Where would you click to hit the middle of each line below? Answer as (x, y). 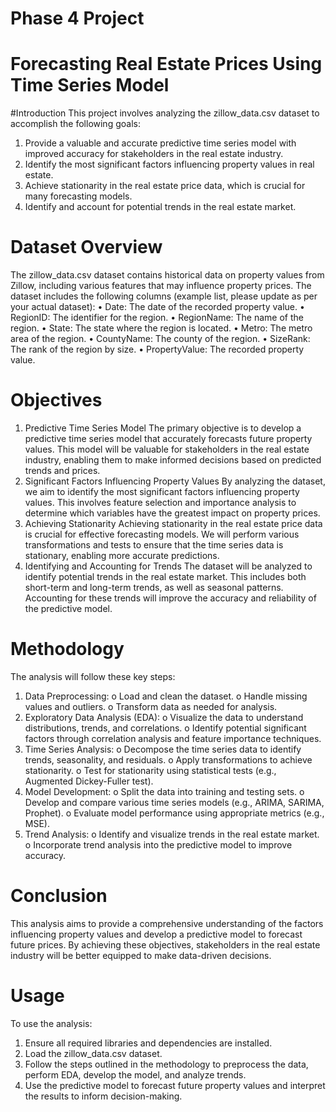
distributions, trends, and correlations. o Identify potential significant (165, 728)
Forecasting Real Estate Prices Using (166, 64)
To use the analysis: (51, 1023)
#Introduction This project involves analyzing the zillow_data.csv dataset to (165, 113)
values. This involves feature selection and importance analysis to (160, 502)
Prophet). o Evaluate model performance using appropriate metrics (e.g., (174, 813)
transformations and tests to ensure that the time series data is (154, 545)
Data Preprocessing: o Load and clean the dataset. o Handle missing (166, 696)
